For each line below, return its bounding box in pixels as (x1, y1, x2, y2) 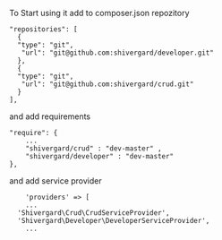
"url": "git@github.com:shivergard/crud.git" (21, 80, 194, 89)
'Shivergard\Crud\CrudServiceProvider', (17, 209, 170, 218)
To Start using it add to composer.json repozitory (9, 8, 190, 18)
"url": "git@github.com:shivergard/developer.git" (21, 48, 215, 57)
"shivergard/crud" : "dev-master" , (25, 144, 163, 153)
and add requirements (9, 111, 91, 122)
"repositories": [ (9, 25, 78, 34)
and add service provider (9, 176, 102, 186)
